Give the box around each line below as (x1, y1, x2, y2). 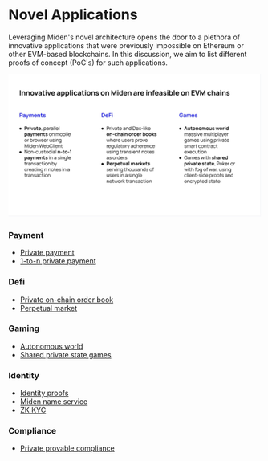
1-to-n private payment (19, 256, 96, 266)
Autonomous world (19, 341, 83, 351)
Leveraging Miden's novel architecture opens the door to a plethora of (8, 32, 241, 42)
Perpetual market (19, 303, 78, 312)
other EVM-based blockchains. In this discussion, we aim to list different (8, 49, 247, 59)
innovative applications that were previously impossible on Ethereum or (8, 40, 245, 50)
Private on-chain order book (19, 295, 114, 304)
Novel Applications (8, 6, 138, 24)
